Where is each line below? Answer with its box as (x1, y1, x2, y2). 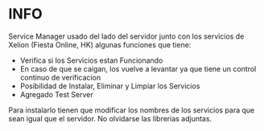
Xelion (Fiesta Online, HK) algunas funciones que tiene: (8, 39, 192, 49)
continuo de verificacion (19, 72, 101, 82)
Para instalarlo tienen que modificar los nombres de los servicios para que (8, 105, 255, 115)
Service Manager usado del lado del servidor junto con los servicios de (8, 31, 245, 41)
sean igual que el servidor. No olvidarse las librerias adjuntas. (8, 113, 212, 123)
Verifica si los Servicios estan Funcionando (19, 55, 163, 65)
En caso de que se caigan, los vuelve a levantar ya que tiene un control (19, 63, 257, 73)
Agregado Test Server (19, 89, 94, 99)
